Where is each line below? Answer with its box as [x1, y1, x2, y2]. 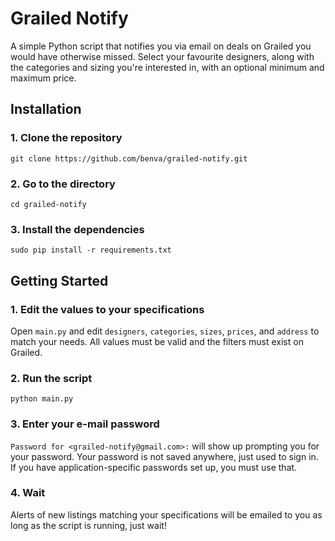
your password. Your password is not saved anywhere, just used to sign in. [10, 450, 319, 462]
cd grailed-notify [10, 199, 87, 209]
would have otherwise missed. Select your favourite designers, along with [10, 50, 315, 62]
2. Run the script [10, 371, 93, 385]
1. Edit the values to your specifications [10, 302, 205, 316]
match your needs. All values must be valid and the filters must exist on [10, 335, 304, 347]
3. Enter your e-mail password [10, 417, 160, 431]
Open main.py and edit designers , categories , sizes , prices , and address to [10, 325, 320, 337]
